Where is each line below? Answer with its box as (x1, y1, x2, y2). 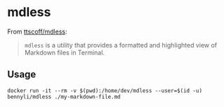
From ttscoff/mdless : (7, 27, 67, 36)
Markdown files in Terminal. (24, 48, 105, 57)
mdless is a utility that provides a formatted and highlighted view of (24, 41, 218, 49)
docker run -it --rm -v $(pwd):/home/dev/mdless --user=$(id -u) (7, 87, 202, 94)
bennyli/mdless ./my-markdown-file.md (7, 93, 121, 100)
